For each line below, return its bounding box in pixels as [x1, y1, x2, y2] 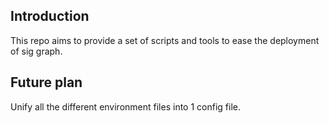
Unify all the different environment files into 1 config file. [10, 100, 241, 113]
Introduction [10, 8, 90, 25]
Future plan [10, 74, 83, 91]
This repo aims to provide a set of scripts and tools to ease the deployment [10, 34, 320, 46]
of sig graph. [10, 45, 63, 57]
